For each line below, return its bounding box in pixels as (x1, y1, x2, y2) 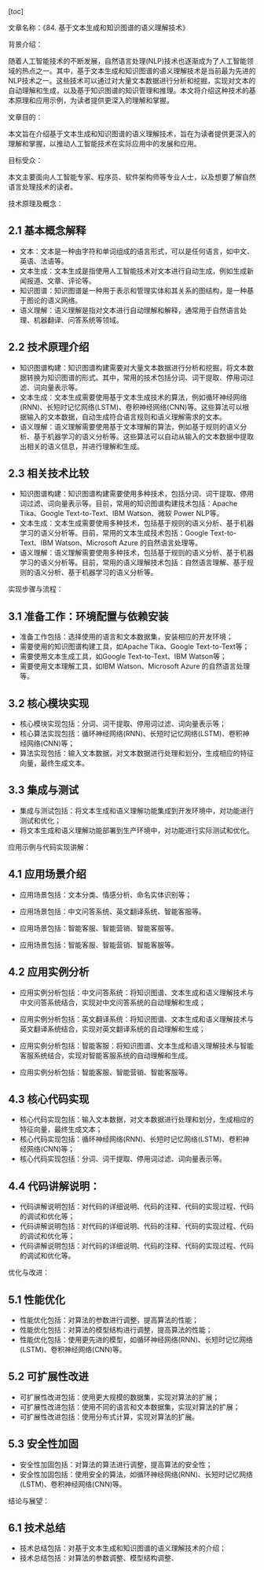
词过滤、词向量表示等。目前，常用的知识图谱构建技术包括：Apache (19, 499, 238, 508)
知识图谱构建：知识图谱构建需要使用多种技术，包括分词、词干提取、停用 (19, 489, 254, 499)
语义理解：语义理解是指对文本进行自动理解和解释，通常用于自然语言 (19, 305, 240, 315)
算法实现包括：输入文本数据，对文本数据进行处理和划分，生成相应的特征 (19, 749, 254, 758)
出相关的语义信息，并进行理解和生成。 (19, 441, 144, 451)
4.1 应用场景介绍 (8, 868, 86, 881)
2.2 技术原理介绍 (8, 341, 90, 354)
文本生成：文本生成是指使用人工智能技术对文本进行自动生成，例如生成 (19, 266, 247, 275)
